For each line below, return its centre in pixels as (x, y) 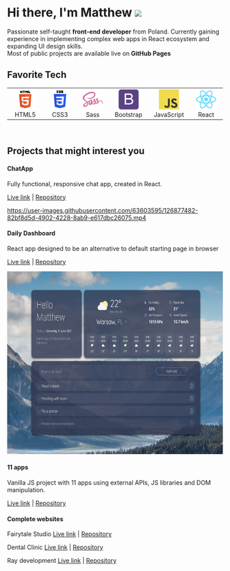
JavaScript (169, 114)
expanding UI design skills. (45, 46)
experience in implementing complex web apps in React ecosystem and (108, 38)
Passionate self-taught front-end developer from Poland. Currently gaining (113, 31)
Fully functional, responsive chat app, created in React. (85, 183)
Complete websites (35, 519)
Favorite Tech (37, 75)
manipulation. (26, 490)
